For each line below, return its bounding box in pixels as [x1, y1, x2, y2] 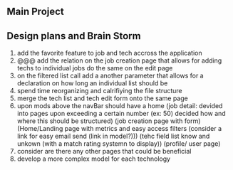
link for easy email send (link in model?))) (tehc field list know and [16, 132, 210, 141]
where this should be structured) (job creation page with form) [16, 117, 201, 125]
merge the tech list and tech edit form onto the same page [16, 94, 188, 102]
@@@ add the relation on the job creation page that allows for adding [16, 56, 222, 65]
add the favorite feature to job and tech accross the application [16, 49, 202, 58]
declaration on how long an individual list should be [16, 79, 168, 87]
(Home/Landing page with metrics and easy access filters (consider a [16, 124, 222, 133]
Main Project [6, 6, 65, 18]
